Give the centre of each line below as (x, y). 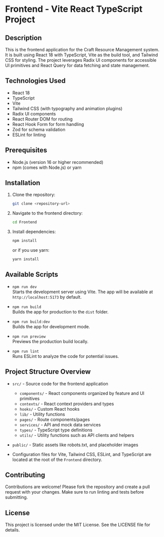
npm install (24, 241)
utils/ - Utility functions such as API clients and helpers (77, 435)
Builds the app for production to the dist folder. (60, 311)
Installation (23, 183)
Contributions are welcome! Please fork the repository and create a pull (78, 487)
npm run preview (29, 337)
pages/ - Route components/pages (55, 419)
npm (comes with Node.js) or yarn (47, 167)
